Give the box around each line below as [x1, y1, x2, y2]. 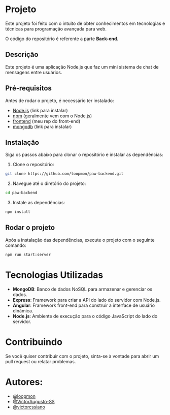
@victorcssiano [12, 404, 46, 410]
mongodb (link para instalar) [12, 123, 72, 130]
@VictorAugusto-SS [12, 398, 55, 404]
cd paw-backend [5, 190, 38, 196]
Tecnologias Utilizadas [5, 269, 104, 280]
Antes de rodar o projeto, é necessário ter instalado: [5, 98, 114, 104]
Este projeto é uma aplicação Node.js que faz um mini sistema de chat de [5, 63, 159, 70]
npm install [5, 209, 30, 214]
